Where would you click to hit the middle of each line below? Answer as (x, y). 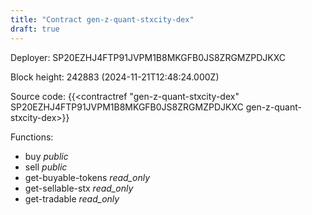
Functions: (32, 137)
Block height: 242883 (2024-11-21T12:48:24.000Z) (115, 77)
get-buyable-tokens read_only (87, 177)
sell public (46, 167)
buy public (46, 156)
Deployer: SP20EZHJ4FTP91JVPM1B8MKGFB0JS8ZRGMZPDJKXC (148, 57)
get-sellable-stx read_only (79, 188)
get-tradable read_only (72, 198)
